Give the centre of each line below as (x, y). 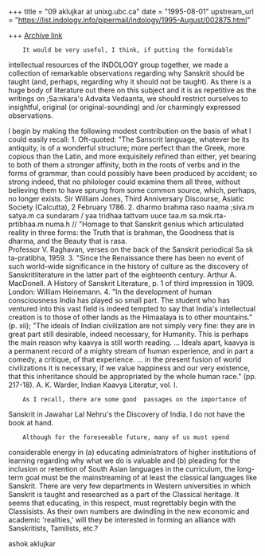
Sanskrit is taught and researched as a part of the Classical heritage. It (124, 494)
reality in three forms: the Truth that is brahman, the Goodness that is (121, 233)
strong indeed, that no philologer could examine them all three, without (124, 182)
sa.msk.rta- (208, 215)
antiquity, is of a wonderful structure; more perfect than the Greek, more (127, 148)
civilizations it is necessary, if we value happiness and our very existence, (129, 368)
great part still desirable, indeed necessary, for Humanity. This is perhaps (129, 334)
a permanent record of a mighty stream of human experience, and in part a (131, 351)
